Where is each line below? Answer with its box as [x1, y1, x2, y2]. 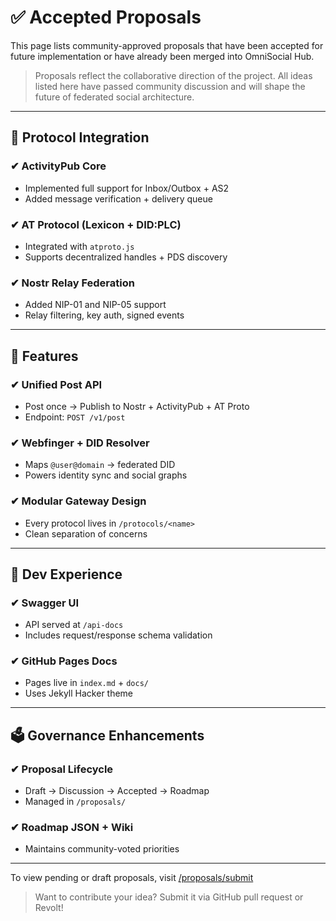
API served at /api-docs [24, 619, 124, 631]
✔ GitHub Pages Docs [10, 654, 118, 668]
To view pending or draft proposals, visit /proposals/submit [10, 872, 254, 884]
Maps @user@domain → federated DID [24, 459, 176, 471]
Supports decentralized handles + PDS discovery [24, 251, 228, 263]
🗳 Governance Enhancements [10, 727, 205, 744]
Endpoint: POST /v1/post [24, 411, 126, 423]
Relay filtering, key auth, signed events [24, 309, 185, 321]
